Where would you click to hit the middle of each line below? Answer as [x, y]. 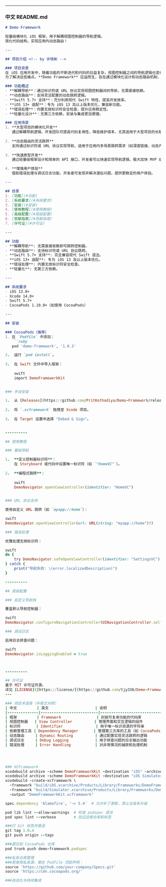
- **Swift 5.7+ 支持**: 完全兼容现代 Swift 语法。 [54, 255]
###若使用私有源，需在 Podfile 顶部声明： [44, 862]
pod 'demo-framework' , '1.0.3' [44, 346]
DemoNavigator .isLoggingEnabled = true [46, 654]
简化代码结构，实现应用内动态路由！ [37, 41]
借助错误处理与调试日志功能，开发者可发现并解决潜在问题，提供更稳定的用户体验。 [83, 173]
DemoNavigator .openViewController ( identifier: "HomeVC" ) [74, 487]
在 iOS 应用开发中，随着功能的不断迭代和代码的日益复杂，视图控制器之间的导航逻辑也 [81, 72]
